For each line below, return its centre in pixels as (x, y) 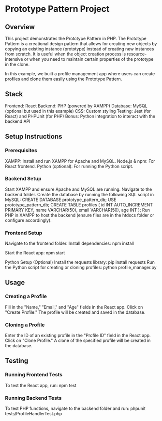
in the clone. (17, 64)
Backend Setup (23, 179)
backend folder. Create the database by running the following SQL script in (80, 194)
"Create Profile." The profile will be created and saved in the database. (75, 312)
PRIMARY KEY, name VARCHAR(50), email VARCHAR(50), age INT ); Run (78, 210)
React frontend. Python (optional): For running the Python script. (69, 166)
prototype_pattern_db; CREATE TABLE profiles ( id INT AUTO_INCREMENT (79, 204)
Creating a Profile (26, 296)
